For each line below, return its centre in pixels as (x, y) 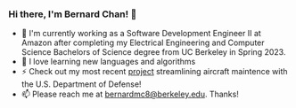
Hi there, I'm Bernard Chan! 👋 (73, 14)
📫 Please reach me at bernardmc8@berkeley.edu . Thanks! (130, 94)
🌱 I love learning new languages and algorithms (108, 62)
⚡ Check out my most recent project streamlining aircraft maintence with (154, 72)
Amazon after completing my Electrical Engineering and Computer (143, 42)
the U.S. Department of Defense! (81, 84)
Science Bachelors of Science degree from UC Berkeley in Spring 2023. (153, 52)
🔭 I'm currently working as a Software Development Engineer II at (141, 34)
